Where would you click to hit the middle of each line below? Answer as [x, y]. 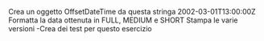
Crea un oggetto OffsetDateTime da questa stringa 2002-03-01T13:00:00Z [132, 12]
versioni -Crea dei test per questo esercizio [80, 29]
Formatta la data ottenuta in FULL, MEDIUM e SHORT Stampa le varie [123, 20]
